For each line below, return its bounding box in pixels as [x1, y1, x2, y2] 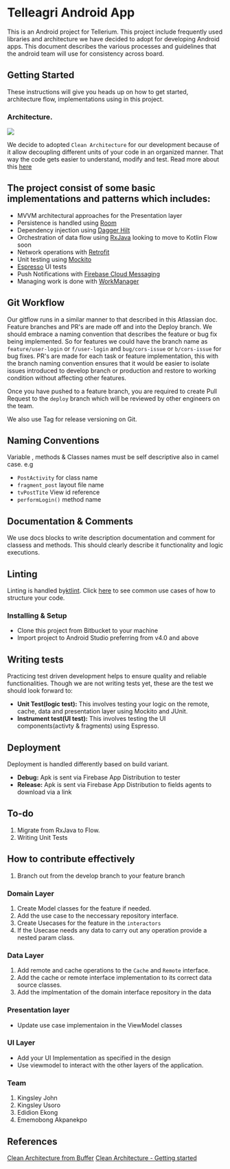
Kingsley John [16, 1094, 58, 1102]
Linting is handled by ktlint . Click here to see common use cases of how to [7, 586, 216, 595]
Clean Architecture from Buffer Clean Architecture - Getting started [7, 1153, 197, 1162]
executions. [7, 548, 40, 557]
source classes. [16, 981, 62, 989]
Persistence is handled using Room [16, 219, 117, 227]
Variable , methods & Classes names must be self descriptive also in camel [7, 453, 219, 461]
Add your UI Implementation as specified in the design [16, 1054, 171, 1062]
